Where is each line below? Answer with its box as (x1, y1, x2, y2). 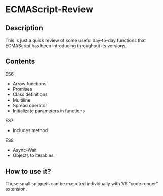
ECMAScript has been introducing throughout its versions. (5, 43, 127, 49)
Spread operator (12, 102, 47, 108)
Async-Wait (12, 147, 37, 153)
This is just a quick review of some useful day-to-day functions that (5, 37, 146, 43)
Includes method (12, 127, 48, 133)
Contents (5, 57, 35, 66)
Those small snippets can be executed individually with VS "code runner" (5, 180, 158, 186)
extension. (5, 186, 27, 192)
